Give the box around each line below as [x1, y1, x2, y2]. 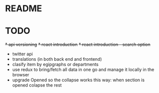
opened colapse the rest [12, 82, 62, 88]
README [5, 3, 42, 14]
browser [12, 72, 30, 78]
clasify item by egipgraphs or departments [12, 62, 99, 68]
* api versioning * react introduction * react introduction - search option [5, 42, 151, 47]
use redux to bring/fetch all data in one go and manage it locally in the [12, 67, 155, 72]
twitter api [12, 51, 33, 57]
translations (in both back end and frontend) [12, 56, 102, 62]
